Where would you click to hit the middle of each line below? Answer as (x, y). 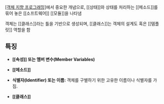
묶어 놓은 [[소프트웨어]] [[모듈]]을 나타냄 (43, 13)
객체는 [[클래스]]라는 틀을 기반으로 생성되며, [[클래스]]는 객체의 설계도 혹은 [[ (78, 24)
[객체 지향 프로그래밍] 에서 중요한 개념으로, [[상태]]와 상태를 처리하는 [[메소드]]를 (82, 7)
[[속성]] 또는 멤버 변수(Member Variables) (54, 59)
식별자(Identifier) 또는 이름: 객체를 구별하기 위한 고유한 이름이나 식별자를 (82, 80)
